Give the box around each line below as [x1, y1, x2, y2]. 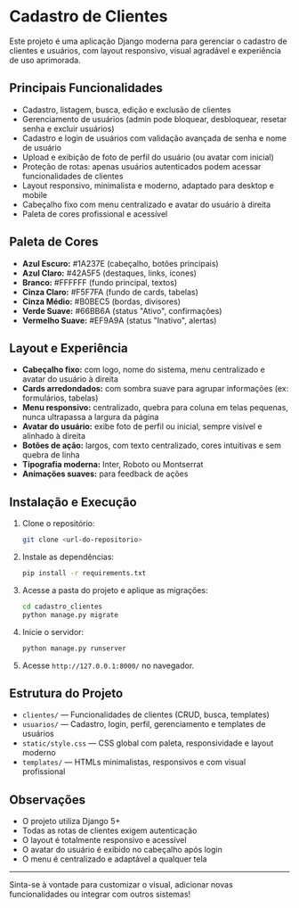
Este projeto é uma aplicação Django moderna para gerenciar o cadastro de [9, 36, 287, 46]
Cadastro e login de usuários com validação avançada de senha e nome [21, 132, 287, 144]
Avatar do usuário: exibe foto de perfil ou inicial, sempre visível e [21, 421, 263, 432]
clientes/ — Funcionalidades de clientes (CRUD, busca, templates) [21, 709, 270, 720]
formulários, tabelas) [21, 392, 99, 403]
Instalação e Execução [9, 494, 137, 509]
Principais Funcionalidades [9, 80, 163, 95]
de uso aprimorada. [9, 54, 82, 65]
